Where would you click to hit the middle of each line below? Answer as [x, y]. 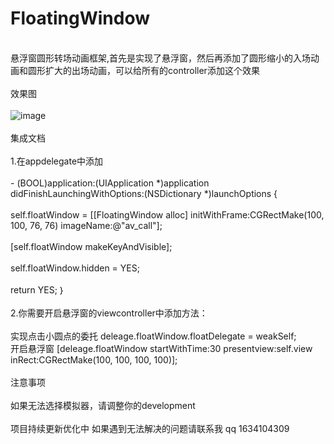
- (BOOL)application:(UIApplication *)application [110, 183]
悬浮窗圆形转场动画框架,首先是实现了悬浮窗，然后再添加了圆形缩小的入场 [161, 58]
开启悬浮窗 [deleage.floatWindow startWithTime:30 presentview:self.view [161, 348]
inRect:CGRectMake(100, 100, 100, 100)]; [94, 359]
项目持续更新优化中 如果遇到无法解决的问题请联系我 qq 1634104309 [150, 428]
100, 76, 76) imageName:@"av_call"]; [86, 225]
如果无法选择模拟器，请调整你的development [103, 405]
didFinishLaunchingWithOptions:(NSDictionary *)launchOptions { [144, 193]
